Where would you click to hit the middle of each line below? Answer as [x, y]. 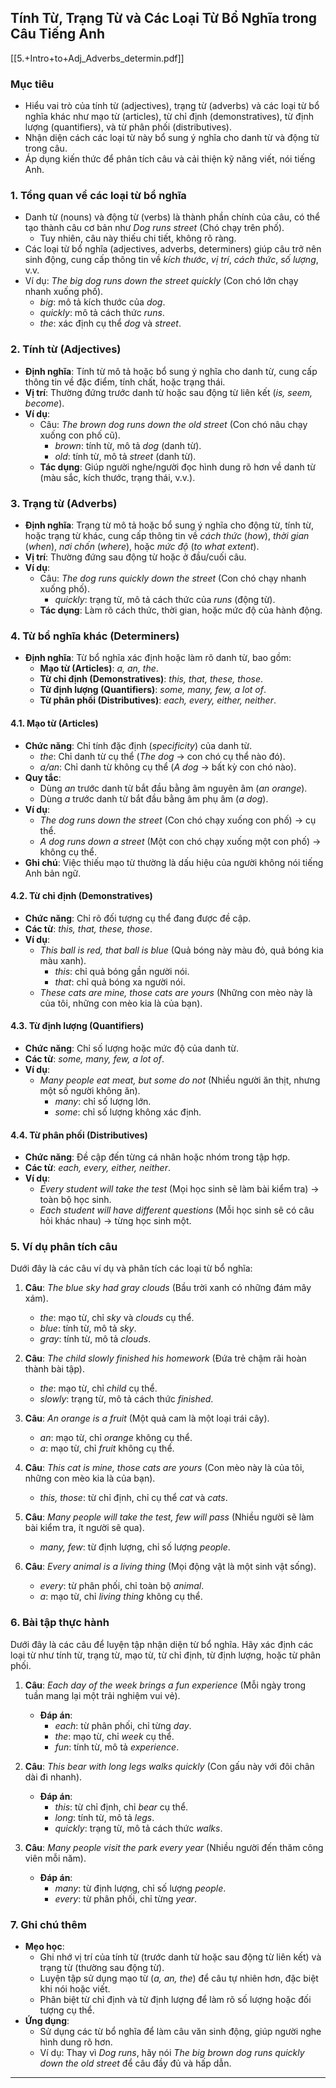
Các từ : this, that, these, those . [88, 928]
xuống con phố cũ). [80, 435]
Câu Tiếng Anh [58, 34]
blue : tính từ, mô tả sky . [88, 1328]
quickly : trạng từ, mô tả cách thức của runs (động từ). [165, 599]
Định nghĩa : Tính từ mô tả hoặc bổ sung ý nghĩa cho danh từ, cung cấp [171, 371]
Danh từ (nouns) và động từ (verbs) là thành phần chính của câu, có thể [172, 217]
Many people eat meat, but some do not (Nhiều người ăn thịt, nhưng [180, 1080]
